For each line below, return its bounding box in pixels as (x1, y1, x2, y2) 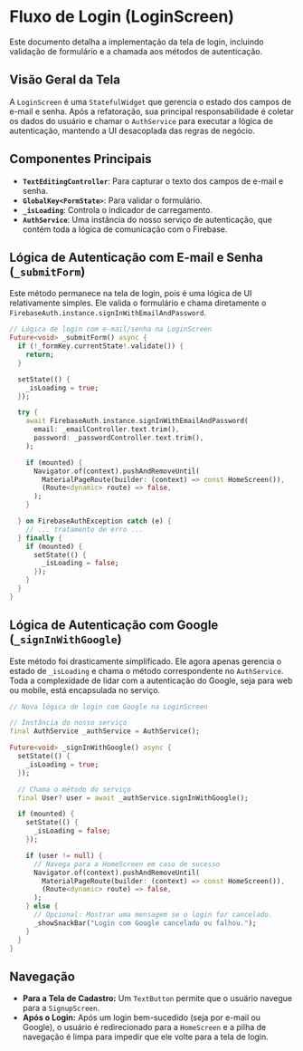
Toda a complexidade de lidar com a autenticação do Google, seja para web (9, 675, 293, 686)
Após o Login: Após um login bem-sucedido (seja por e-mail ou (22, 1012, 260, 1023)
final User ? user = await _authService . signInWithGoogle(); (17, 793, 249, 803)
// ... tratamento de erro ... (25, 525, 144, 534)
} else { (25, 902, 59, 911)
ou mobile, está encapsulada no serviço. (9, 684, 161, 695)
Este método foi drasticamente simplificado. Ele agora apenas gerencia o (9, 655, 282, 667)
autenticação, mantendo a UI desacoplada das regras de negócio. (9, 125, 255, 136)
